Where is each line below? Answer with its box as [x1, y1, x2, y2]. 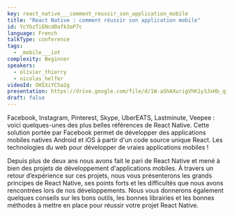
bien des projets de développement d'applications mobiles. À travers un [7, 164, 214, 172]
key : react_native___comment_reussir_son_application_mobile [7, 10, 189, 17]
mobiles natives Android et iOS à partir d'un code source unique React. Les [7, 136, 223, 144]
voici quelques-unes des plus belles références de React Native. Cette [7, 121, 210, 129]
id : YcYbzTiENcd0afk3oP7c [7, 23, 82, 30]
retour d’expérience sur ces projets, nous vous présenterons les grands [7, 171, 212, 180]
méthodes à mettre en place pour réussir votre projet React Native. [7, 201, 199, 209]
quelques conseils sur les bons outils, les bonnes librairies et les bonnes [7, 194, 214, 202]
